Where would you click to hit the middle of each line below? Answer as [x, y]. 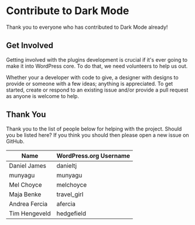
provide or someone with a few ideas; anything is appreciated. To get [90, 83]
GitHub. [15, 141]
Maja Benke [25, 194]
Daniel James [28, 166]
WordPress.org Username [93, 156]
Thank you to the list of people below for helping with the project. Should [94, 129]
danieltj [67, 166]
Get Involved [30, 46]
